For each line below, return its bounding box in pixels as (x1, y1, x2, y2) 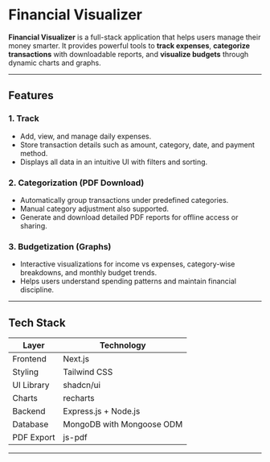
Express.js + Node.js (63, 406, 141, 417)
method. (19, 148, 48, 158)
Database (12, 419, 49, 430)
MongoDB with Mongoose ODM (63, 419, 183, 430)
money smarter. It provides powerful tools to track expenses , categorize (8, 40, 251, 50)
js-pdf (63, 432, 88, 443)
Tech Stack (8, 316, 66, 329)
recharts (63, 393, 95, 404)
